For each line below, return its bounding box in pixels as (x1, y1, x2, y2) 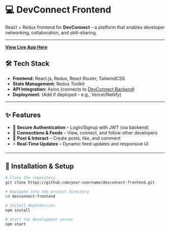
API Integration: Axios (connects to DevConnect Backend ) (12, 86, 135, 92)
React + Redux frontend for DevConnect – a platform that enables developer (5, 24, 165, 30)
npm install (5, 208, 30, 213)
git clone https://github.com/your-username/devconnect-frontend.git (5, 180, 155, 185)
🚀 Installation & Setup (5, 162, 74, 170)
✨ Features (5, 111, 41, 119)
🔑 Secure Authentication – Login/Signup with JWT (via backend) (12, 124, 149, 130)
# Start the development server (5, 217, 73, 222)
